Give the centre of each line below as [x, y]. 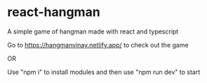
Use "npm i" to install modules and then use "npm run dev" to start [104, 72]
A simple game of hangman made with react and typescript [93, 31]
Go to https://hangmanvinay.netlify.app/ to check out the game [98, 45]
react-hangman [54, 12]
